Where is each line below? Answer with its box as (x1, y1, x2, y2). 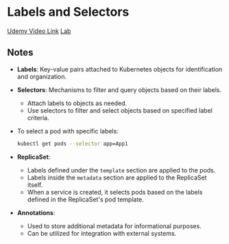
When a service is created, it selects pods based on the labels (27, 188, 203, 196)
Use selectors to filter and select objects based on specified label (27, 106, 213, 114)
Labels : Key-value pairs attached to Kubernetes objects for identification (16, 65, 223, 73)
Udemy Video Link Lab (7, 27, 71, 35)
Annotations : (16, 208, 56, 217)
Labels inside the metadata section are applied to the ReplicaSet (27, 173, 207, 181)
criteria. (27, 113, 49, 122)
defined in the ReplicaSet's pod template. (27, 195, 144, 203)
